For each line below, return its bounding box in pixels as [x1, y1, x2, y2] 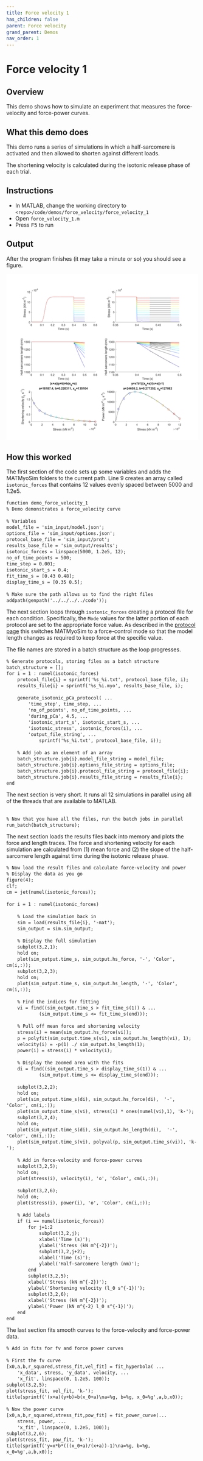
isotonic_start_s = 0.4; [6, 567, 69, 573]
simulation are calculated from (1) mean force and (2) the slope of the [6, 846, 181, 853]
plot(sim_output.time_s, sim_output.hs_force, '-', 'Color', [17, 957, 175, 963]
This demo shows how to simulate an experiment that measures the [6, 103, 176, 110]
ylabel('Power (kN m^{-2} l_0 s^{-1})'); [28, 1304, 135, 1310]
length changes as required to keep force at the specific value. [6, 634, 163, 642]
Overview [6, 87, 44, 97]
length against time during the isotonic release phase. [34, 852, 169, 860]
